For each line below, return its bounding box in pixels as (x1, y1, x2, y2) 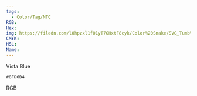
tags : (6, 8, 19, 15)
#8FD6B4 (6, 74, 25, 80)
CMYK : (6, 36, 19, 42)
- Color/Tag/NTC (11, 14, 51, 20)
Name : (6, 47, 19, 53)
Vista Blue (6, 63, 30, 70)
